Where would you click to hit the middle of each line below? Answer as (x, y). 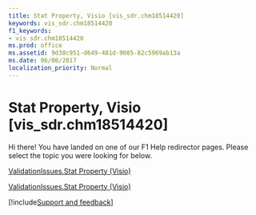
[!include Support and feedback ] (61, 202)
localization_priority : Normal (60, 68)
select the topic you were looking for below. (80, 155)
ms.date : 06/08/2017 (43, 61)
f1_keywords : (30, 30)
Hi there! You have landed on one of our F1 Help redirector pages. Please (128, 147)
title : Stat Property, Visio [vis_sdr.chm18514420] (96, 16)
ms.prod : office (35, 46)
